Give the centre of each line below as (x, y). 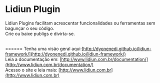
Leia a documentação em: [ (33, 59)
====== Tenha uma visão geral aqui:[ (44, 48)
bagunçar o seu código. (30, 28)
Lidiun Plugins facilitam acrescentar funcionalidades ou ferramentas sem (80, 23)
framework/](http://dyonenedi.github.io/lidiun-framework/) (65, 54)
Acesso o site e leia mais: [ (33, 70)
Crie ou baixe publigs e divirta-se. (40, 33)
